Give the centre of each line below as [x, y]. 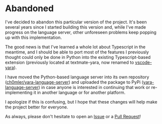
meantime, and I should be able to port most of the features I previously [77, 52]
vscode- [143, 62]
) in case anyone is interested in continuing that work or [94, 87]
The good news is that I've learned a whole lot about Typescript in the [75, 47]
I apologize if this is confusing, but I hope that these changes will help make [81, 102]
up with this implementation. [33, 37]
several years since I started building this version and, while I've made [76, 27]
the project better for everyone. [37, 107]
